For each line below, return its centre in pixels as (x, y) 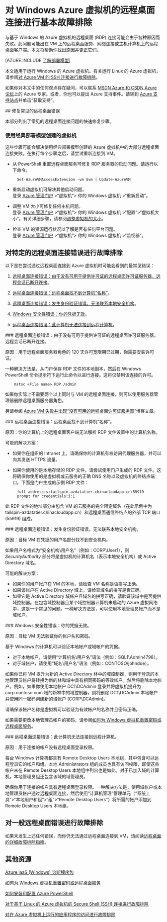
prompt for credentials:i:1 (46, 496)
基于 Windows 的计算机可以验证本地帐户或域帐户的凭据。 (64, 646)
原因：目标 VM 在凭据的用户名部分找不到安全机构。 (58, 540)
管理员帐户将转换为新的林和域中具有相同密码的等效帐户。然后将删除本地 (83, 680)
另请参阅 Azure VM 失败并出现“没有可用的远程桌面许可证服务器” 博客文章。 (82, 411)
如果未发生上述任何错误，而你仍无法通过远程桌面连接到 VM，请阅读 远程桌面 (83, 835)
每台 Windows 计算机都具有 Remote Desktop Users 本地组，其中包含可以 (80, 758)
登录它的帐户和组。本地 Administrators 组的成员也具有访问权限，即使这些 (84, 764)
